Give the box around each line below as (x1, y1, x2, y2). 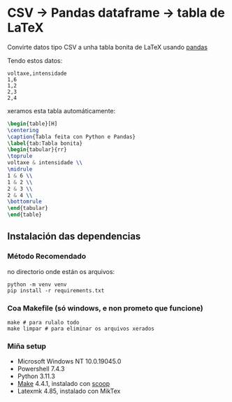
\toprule (7, 152, 33, 160)
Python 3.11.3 (17, 372, 56, 380)
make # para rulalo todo (7, 320, 80, 326)
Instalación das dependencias (7, 231, 141, 243)
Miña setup (7, 341, 47, 351)
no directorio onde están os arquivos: (7, 267, 115, 275)
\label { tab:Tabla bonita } (7, 140, 82, 147)
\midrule (7, 166, 33, 173)
